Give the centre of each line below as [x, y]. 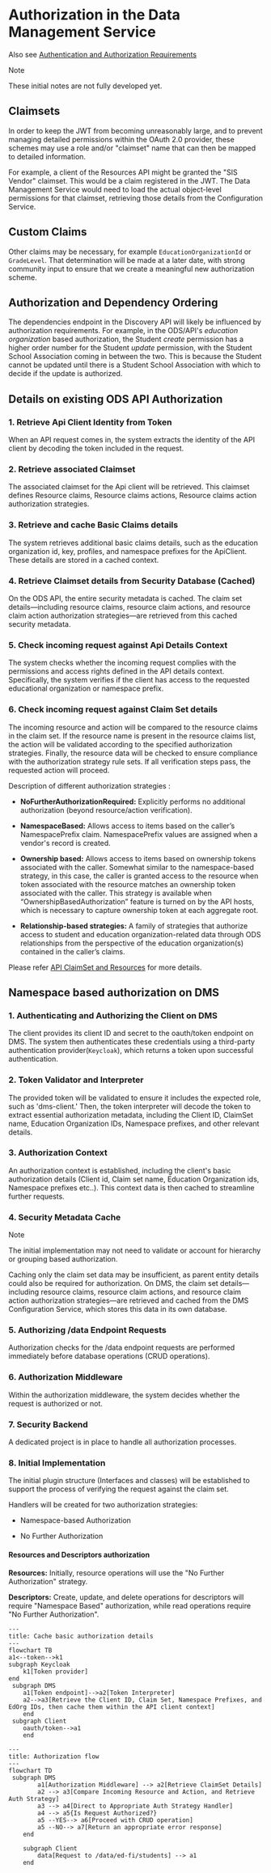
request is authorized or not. [56, 1403]
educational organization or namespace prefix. [86, 688]
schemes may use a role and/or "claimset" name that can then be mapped [132, 148]
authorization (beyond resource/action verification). [106, 810]
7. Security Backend [49, 1424]
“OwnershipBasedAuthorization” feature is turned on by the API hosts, [137, 901]
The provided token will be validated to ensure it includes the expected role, [135, 1097]
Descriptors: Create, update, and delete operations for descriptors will [126, 1597]
